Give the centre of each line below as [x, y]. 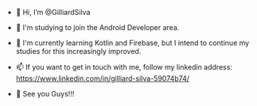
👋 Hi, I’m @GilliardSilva [53, 12]
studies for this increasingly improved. [78, 51]
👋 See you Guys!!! [45, 94]
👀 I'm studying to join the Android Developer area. [97, 27]
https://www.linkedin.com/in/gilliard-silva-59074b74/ [102, 78]
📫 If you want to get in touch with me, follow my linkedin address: [124, 67]
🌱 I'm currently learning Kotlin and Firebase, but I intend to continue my [132, 43]
